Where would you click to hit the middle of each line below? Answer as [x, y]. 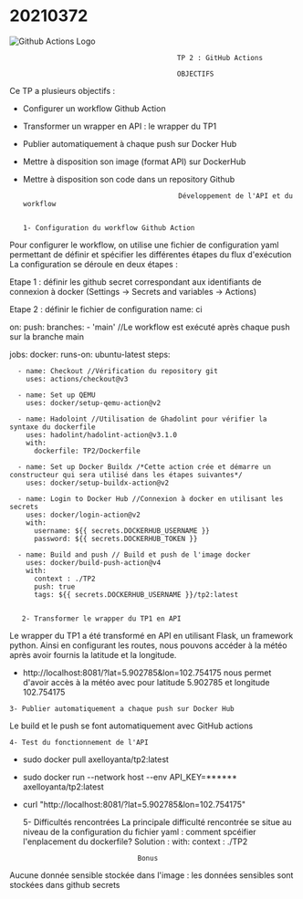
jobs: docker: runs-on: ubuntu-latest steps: [90, 354]
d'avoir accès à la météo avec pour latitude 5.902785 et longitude [146, 682]
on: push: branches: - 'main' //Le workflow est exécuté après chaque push [150, 327]
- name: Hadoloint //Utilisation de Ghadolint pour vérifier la [142, 419]
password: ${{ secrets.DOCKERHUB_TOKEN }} [115, 538]
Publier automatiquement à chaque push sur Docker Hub [130, 143]
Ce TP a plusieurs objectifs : [63, 90]
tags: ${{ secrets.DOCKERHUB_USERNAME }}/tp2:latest [136, 594]
